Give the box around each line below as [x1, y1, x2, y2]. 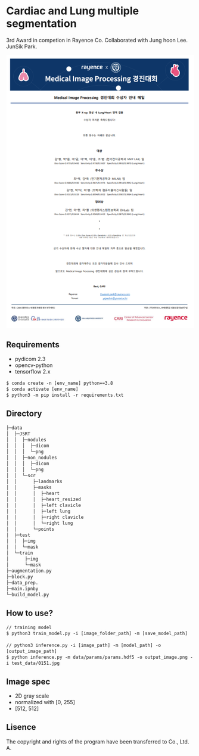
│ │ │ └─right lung [6, 520, 73, 527]
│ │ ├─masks [6, 484, 52, 491]
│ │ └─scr [6, 472, 36, 479]
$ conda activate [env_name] [6, 386, 79, 393]
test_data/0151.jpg [11, 660, 60, 667]
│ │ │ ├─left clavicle [6, 502, 82, 509]
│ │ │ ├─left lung [6, 508, 70, 515]
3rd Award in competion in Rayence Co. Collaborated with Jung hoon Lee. [6, 36, 188, 43]
